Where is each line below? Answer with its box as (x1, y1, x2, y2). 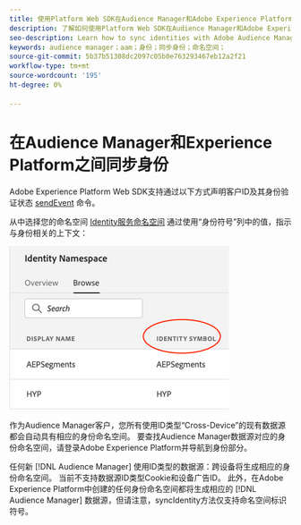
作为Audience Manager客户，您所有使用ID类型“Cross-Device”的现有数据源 (9, 419, 287, 430)
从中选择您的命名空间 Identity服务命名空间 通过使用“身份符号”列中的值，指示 (9, 216, 292, 227)
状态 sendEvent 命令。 (16, 197, 100, 207)
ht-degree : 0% (9, 80, 63, 89)
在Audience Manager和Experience (9, 132, 273, 152)
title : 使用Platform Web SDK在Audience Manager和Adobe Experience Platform (9, 14, 293, 23)
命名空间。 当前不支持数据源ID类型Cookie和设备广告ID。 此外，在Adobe (16, 472, 284, 483)
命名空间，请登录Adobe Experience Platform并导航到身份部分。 (16, 442, 253, 453)
